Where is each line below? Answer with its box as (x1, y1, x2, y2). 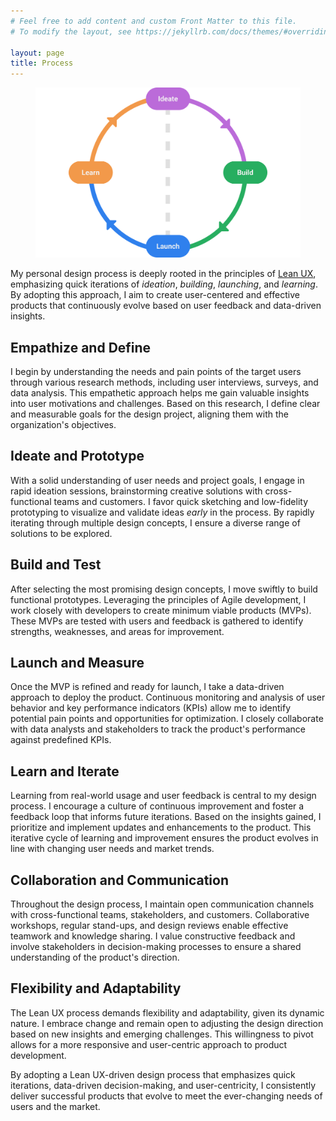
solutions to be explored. (10, 527, 113, 539)
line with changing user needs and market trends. (10, 843, 215, 855)
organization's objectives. (10, 418, 117, 430)
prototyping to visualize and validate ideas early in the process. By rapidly (10, 506, 315, 518)
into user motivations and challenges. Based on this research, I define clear (10, 397, 321, 409)
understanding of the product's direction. (10, 951, 180, 964)
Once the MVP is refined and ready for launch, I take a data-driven (10, 681, 285, 693)
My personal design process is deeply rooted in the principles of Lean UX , (10, 268, 317, 280)
